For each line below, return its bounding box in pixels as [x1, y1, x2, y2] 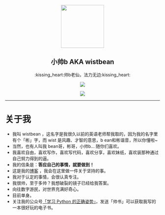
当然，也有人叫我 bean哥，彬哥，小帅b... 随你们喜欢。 [12, 143, 122, 149]
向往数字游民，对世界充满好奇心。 [12, 186, 82, 192]
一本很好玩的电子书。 [12, 204, 55, 211]
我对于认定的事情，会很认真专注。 [12, 174, 82, 180]
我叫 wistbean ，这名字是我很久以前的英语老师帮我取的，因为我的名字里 [12, 131, 158, 137]
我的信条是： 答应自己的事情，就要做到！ [12, 161, 94, 167]
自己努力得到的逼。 [12, 155, 52, 161]
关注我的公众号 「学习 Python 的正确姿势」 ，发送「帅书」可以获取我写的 [12, 198, 156, 204]
